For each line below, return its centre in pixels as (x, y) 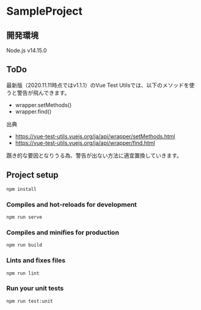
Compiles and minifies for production (63, 232)
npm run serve (24, 217)
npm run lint (23, 273)
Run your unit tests (35, 289)
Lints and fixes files (36, 260)
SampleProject (45, 11)
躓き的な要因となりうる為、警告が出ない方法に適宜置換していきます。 (94, 155)
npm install (21, 189)
